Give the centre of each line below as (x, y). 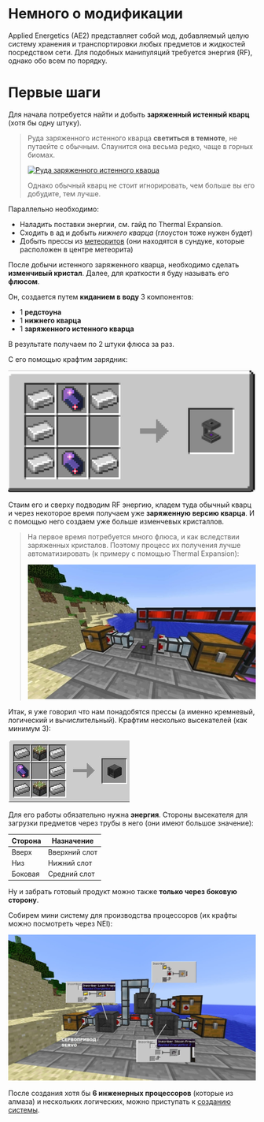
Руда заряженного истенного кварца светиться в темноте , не (132, 138)
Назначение (73, 841)
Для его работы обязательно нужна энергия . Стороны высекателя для (128, 815)
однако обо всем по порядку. (58, 61)
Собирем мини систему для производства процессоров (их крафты (123, 915)
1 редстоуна (40, 311)
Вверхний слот (73, 852)
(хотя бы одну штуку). (45, 122)
